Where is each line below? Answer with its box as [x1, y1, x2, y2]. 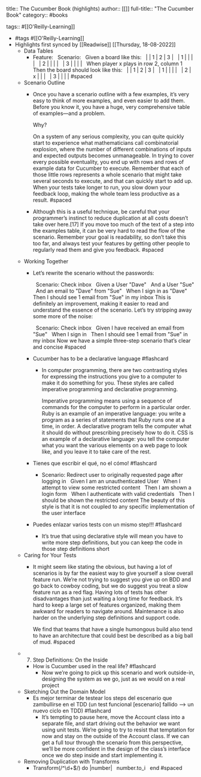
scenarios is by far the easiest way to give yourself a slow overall [32, 569, 193, 577]
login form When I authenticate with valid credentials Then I [41, 490, 194, 497]
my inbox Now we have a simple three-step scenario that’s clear [32, 337, 191, 344]
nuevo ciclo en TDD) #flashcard [32, 707, 112, 714]
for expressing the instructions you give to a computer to [41, 373, 182, 380]
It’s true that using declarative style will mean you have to [41, 532, 184, 540]
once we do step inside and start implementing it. [41, 752, 163, 758]
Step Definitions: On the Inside [32, 656, 108, 663]
